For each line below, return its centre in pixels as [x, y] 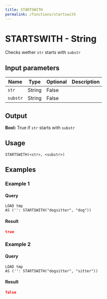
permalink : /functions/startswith [41, 14]
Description [86, 82]
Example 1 [18, 184]
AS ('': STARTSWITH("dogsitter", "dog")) [48, 211]
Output [16, 116]
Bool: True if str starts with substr [40, 128]
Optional [56, 82]
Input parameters [33, 68]
